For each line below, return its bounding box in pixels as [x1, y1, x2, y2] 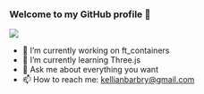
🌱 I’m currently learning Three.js [21, 55, 141, 65]
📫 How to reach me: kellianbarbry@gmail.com [21, 74, 195, 85]
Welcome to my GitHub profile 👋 [9, 8, 151, 21]
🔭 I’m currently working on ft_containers [21, 45, 170, 56]
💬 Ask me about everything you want [21, 64, 159, 75]
